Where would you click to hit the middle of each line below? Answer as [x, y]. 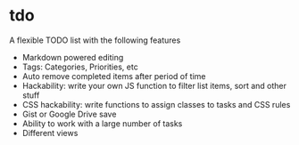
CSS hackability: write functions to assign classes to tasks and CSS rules [156, 104]
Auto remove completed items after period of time [114, 76]
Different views [50, 133]
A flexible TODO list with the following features [95, 40]
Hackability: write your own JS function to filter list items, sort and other [154, 85]
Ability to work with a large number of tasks [102, 123]
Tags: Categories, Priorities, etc [80, 67]
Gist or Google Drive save [69, 114]
